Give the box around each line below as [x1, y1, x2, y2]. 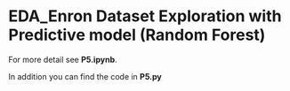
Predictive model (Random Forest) [8, 25, 266, 45]
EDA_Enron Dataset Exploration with [8, 6, 282, 27]
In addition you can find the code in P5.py [8, 71, 162, 81]
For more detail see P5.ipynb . [8, 54, 117, 64]
